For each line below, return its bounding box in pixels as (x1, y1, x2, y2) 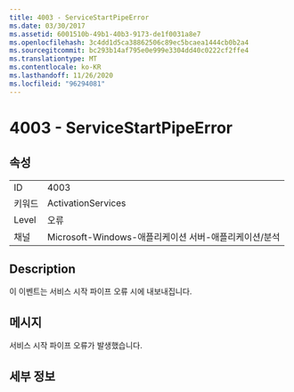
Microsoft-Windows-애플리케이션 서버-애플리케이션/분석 (47, 231, 281, 243)
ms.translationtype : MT (9, 54, 98, 63)
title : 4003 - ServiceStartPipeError (9, 12, 150, 22)
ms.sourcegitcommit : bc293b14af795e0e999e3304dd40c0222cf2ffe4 (9, 46, 249, 55)
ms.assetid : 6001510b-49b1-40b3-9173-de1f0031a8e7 (9, 29, 201, 38)
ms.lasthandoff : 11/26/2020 (9, 71, 114, 80)
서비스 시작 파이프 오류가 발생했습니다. (9, 340, 143, 351)
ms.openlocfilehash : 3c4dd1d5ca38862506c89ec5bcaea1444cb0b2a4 (9, 37, 249, 47)
